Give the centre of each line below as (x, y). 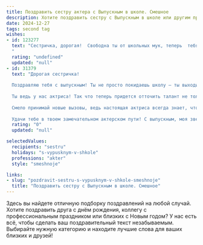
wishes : (16, 35)
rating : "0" (27, 125)
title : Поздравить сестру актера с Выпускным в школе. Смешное (88, 12)
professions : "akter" (39, 158)
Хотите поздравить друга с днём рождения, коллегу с (76, 210)
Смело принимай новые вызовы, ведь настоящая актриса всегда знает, (100, 108)
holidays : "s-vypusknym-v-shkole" (55, 152)
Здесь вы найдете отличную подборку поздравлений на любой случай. (99, 203)
